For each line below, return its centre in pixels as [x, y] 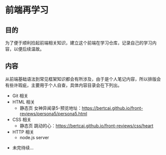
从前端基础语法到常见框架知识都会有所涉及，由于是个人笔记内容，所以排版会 [83, 79]
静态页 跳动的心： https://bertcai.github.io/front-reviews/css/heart [86, 126]
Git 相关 [20, 96]
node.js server [34, 137]
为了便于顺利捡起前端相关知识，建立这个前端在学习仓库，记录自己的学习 [79, 43]
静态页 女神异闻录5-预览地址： [51, 108]
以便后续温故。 [29, 49]
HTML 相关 [23, 102]
